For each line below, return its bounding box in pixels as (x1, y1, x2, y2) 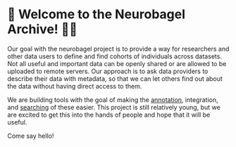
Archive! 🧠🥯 (7, 21, 77, 37)
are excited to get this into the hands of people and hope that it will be (7, 110, 211, 119)
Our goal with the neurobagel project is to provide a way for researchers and (7, 44, 230, 53)
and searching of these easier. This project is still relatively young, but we (7, 103, 221, 111)
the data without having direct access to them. (7, 82, 142, 90)
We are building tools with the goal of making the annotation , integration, (7, 95, 218, 104)
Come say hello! (7, 132, 54, 140)
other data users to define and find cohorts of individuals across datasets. (7, 52, 222, 60)
